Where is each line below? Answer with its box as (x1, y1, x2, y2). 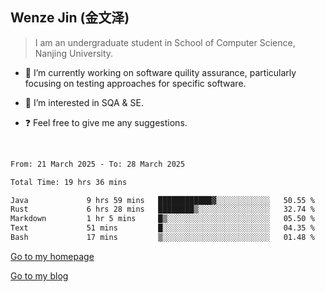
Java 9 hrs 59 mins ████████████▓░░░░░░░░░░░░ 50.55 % (10, 195, 315, 205)
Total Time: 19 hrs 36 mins (10, 177, 128, 187)
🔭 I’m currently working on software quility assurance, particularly (24, 66, 297, 78)
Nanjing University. (34, 47, 114, 59)
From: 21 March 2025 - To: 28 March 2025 (10, 159, 186, 169)
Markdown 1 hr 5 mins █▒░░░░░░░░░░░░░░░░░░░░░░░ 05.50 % (10, 214, 315, 224)
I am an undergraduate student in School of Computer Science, (34, 36, 296, 48)
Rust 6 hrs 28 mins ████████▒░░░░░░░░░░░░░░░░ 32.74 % (10, 204, 315, 215)
